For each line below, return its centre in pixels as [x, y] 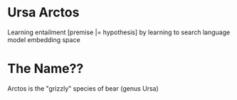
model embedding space [44, 39]
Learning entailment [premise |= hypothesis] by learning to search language [119, 32]
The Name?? [46, 69]
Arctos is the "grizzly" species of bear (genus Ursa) [83, 88]
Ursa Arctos [43, 12]
